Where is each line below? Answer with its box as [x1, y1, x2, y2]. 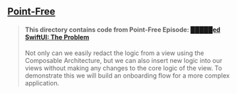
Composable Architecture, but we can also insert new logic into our [24, 56, 223, 64]
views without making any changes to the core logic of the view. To [24, 64, 223, 72]
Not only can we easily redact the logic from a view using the [24, 49, 204, 57]
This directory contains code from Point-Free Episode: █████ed [24, 25, 221, 34]
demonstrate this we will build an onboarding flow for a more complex [24, 71, 230, 80]
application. [24, 78, 60, 87]
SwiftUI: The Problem [24, 33, 90, 41]
